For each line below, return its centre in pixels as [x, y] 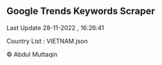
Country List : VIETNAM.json [47, 41]
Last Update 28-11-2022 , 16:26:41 [55, 27]
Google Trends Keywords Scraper [81, 11]
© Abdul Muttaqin [32, 54]
